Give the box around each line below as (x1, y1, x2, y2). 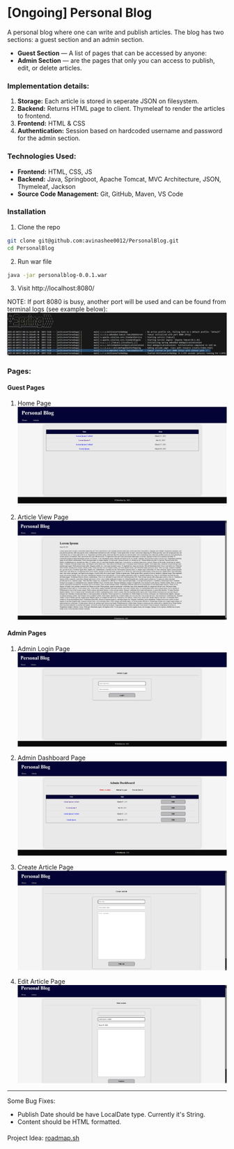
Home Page (17, 399, 52, 407)
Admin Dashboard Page (17, 753, 86, 762)
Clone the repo (17, 223, 61, 231)
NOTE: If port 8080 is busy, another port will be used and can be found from (7, 298, 226, 306)
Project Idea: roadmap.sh (7, 1134, 80, 1142)
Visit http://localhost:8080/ (17, 284, 95, 292)
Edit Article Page (17, 977, 65, 985)
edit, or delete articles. (17, 63, 82, 72)
